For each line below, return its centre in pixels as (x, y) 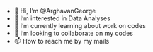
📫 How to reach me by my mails (62, 41)
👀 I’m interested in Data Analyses (62, 18)
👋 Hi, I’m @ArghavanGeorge (55, 11)
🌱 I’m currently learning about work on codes (80, 26)
